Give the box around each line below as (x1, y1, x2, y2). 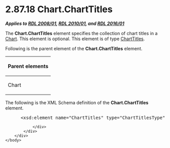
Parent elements (8, 63, 49, 70)
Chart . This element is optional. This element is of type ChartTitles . (5, 36, 145, 42)
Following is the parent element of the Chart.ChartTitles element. (5, 45, 143, 51)
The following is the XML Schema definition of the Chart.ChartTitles (5, 99, 149, 105)
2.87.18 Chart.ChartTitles (5, 4, 113, 15)
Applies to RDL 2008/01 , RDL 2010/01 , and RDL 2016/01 (5, 20, 125, 26)
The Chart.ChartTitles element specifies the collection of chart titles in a (5, 30, 158, 36)
